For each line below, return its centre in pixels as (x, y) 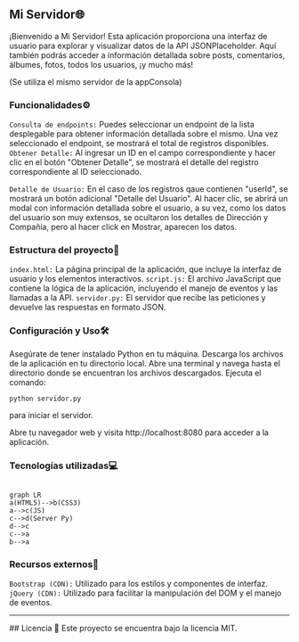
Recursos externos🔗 (54, 564)
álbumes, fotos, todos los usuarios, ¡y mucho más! (101, 64)
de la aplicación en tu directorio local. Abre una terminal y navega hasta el (145, 363)
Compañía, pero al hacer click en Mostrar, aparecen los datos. (123, 227)
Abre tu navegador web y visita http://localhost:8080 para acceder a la (139, 432)
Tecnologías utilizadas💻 (64, 465)
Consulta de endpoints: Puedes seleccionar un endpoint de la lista (132, 125)
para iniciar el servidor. (51, 415)
